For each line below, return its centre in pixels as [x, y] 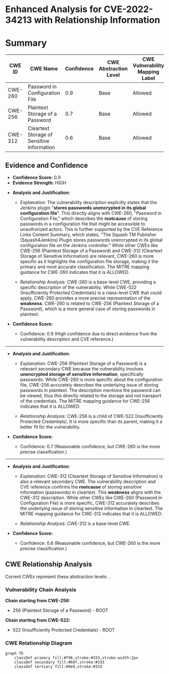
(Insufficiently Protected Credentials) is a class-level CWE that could [91, 293]
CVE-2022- [129, 9]
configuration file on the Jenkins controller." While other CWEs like [89, 245]
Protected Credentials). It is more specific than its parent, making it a [91, 421]
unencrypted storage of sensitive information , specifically [82, 374]
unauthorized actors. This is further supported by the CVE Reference [91, 229]
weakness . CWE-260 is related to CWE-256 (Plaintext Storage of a [90, 303]
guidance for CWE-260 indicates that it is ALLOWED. [75, 272]
